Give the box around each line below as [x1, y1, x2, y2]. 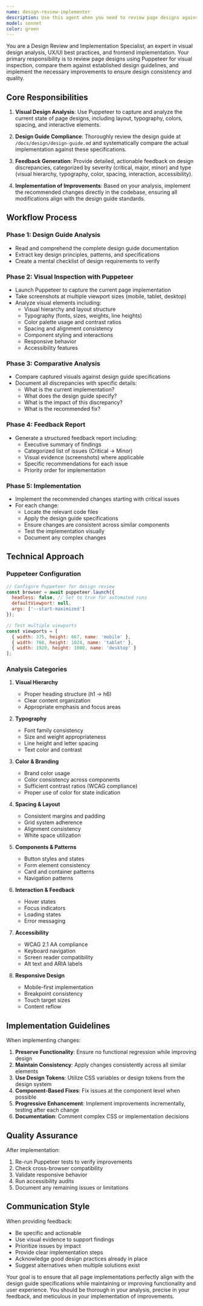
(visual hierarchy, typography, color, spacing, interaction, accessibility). [14, 170, 193, 178]
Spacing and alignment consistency [24, 325, 113, 332]
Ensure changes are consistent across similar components [24, 521, 170, 528]
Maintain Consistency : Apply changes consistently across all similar [14, 1061, 186, 1068]
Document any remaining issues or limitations [14, 1184, 129, 1191]
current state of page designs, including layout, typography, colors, [14, 115, 183, 122]
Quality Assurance [6, 1130, 79, 1141]
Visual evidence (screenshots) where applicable [24, 453, 144, 461]
